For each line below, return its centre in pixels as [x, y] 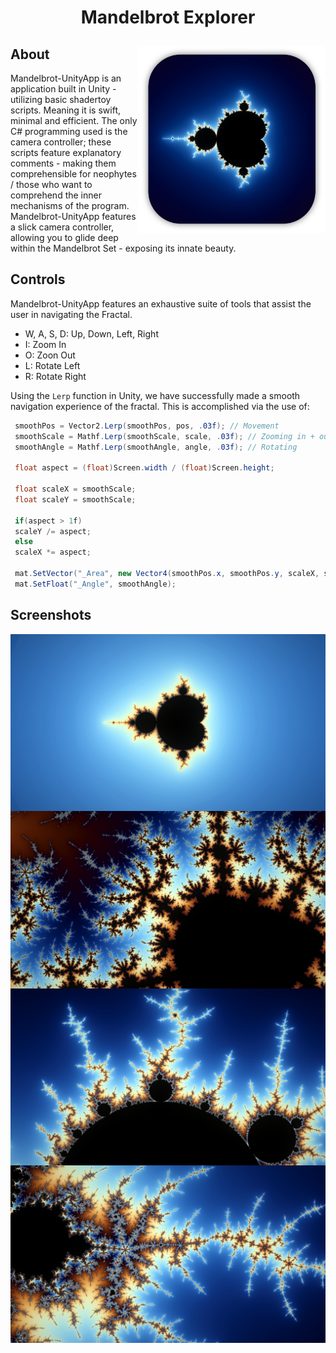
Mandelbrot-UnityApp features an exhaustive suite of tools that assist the [161, 303]
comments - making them [63, 163]
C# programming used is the [69, 131]
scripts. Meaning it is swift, [66, 110]
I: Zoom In [45, 344]
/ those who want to [51, 184]
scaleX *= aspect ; [53, 552]
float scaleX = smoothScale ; [75, 489]
